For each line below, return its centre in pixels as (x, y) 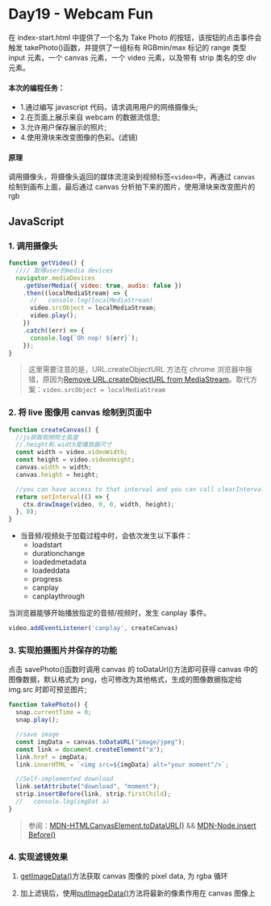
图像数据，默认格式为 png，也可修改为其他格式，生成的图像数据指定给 (125, 679)
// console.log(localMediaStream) (91, 301)
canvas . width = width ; (54, 468)
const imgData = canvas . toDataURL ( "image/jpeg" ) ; (100, 742)
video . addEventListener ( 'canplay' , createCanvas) (94, 628)
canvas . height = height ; (57, 474)
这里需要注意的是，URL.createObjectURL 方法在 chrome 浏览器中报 (140, 369)
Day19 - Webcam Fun (81, 14)
